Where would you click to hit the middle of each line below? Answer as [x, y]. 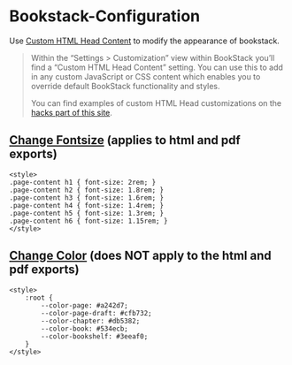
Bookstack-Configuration [105, 16]
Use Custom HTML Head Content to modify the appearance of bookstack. [145, 41]
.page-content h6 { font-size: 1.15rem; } [88, 221]
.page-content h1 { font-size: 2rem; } [83, 182]
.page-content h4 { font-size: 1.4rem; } [87, 205]
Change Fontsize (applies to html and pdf [125, 140]
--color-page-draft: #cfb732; [96, 313]
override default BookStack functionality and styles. [125, 86]
